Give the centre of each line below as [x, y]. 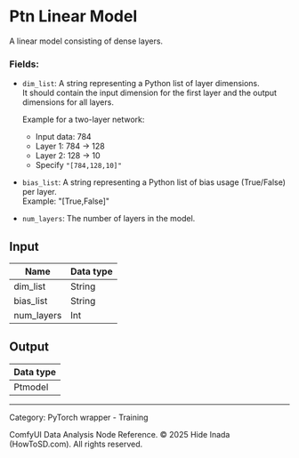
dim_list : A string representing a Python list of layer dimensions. [141, 84]
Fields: [24, 64]
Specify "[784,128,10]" [78, 165]
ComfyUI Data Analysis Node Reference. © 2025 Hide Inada [120, 434]
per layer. [39, 192]
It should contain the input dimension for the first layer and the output [149, 93]
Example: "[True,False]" [65, 201]
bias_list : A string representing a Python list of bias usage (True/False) [154, 182]
